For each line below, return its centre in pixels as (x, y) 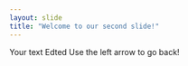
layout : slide (36, 18)
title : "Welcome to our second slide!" (85, 26)
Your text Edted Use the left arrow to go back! (94, 52)
